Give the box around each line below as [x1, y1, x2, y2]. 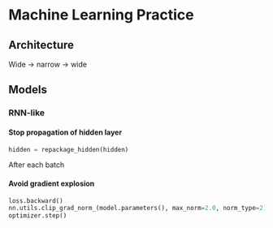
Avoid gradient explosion [8, 179, 95, 188]
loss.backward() [8, 196, 63, 204]
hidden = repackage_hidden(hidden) [8, 145, 129, 153]
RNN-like [8, 107, 45, 118]
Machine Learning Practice [8, 6, 194, 24]
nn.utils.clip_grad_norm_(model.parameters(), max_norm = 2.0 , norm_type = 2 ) [8, 204, 267, 213]
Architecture [8, 38, 75, 52]
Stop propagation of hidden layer [8, 127, 123, 137]
